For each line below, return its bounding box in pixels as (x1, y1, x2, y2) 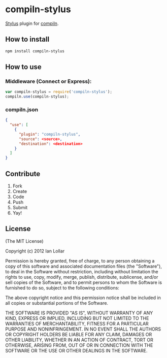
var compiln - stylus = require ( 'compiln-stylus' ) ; (5, 89, 113, 94)
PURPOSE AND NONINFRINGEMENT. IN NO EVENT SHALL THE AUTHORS (5, 326, 161, 332)
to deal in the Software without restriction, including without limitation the (5, 268, 158, 275)
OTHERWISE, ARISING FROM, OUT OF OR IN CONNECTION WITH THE (5, 342, 153, 348)
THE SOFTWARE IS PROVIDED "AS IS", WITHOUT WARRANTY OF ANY (5, 310, 153, 316)
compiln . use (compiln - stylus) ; (5, 94, 70, 100)
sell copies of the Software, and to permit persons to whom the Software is (5, 279, 162, 285)
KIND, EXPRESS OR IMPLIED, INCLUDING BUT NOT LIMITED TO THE (5, 315, 149, 321)
